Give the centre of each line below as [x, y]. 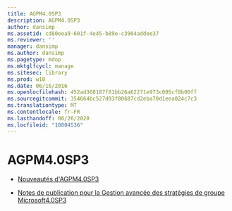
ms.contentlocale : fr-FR [44, 112]
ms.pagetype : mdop [34, 60]
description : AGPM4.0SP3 [44, 20]
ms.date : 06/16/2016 [38, 86]
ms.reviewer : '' [31, 40]
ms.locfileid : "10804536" [45, 125]
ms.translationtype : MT [42, 105]
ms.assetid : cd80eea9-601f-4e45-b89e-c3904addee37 [83, 33]
